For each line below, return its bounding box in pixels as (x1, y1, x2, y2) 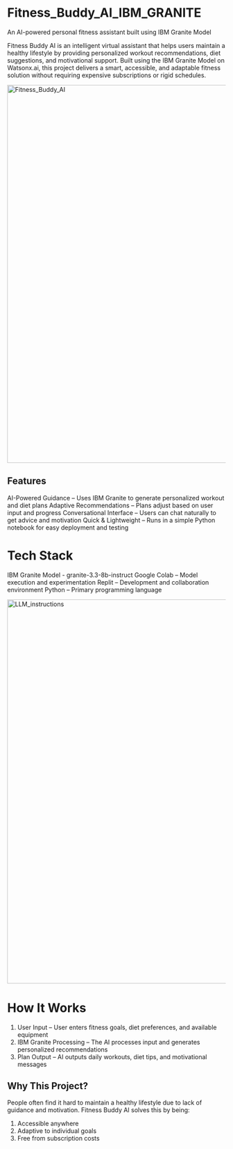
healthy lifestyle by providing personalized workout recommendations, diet (7, 49, 221, 57)
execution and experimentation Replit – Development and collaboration (7, 578, 209, 586)
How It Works (7, 1000, 87, 1015)
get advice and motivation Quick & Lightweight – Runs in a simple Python (7, 516, 216, 524)
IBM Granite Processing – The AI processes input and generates (17, 1038, 200, 1046)
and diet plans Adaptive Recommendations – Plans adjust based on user (7, 501, 214, 509)
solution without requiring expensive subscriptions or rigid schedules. (7, 71, 207, 79)
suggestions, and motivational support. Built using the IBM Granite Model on (7, 56, 225, 64)
